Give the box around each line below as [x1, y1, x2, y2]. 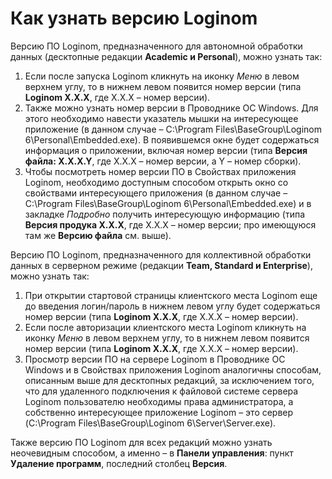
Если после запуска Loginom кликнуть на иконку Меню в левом [24, 70, 300, 82]
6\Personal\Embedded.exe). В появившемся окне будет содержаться [24, 133, 320, 146]
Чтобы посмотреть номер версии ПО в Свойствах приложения [24, 165, 297, 177]
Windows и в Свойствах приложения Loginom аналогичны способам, [24, 363, 322, 376]
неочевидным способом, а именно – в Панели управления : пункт [10, 447, 294, 459]
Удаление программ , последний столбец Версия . [10, 457, 228, 469]
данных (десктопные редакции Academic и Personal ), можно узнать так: [10, 50, 323, 62]
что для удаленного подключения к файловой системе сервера [24, 385, 299, 397]
